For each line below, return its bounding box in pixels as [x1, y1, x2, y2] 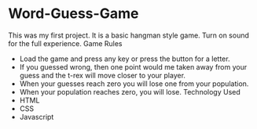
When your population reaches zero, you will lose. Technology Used [19, 87, 241, 96]
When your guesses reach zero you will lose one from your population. [19, 79, 249, 88]
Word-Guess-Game [8, 5, 139, 23]
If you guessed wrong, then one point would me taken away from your [19, 62, 248, 71]
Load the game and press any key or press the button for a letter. [19, 54, 230, 63]
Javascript [19, 112, 54, 121]
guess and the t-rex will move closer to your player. [19, 70, 186, 80]
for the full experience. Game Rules [8, 38, 123, 48]
